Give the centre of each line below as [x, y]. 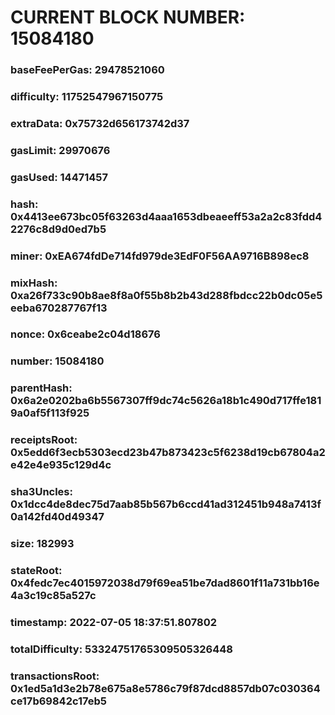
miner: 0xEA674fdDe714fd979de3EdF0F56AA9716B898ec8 [160, 256]
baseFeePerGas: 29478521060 [87, 70]
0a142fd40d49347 [57, 517]
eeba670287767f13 [59, 308]
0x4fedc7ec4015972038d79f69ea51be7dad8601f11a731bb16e [165, 583]
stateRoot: [36, 571]
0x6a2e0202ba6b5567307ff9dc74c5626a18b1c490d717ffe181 [166, 401]
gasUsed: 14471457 [59, 177]
